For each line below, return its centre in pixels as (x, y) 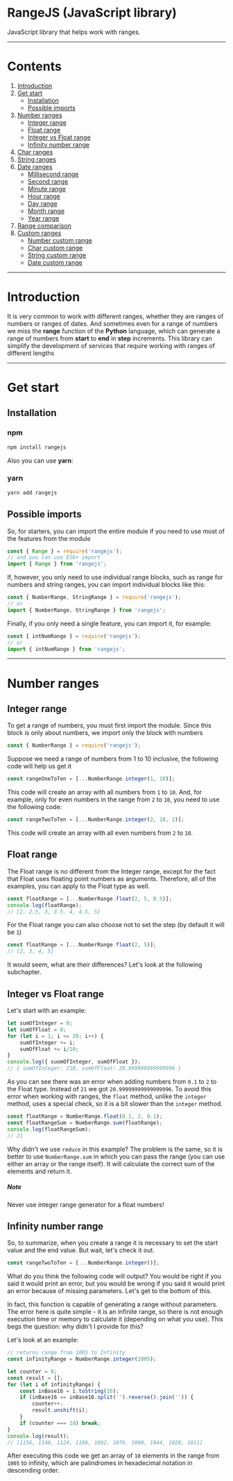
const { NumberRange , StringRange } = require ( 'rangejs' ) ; (94, 598)
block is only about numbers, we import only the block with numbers (105, 733)
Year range (43, 218)
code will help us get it (39, 766)
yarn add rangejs (32, 493)
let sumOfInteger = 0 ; (40, 1023)
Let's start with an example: (47, 1011)
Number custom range (60, 240)
